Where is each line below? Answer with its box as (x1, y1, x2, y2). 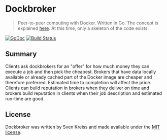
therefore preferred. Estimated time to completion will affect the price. (5, 79, 151, 85)
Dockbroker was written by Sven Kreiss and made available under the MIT (5, 124, 160, 130)
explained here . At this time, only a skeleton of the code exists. (17, 25, 149, 31)
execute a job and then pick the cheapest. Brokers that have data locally (5, 68, 156, 75)
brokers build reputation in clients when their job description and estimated (5, 90, 162, 96)
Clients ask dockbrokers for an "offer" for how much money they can (5, 63, 150, 69)
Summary (5, 50, 37, 58)
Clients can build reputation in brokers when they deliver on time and (5, 85, 150, 91)
